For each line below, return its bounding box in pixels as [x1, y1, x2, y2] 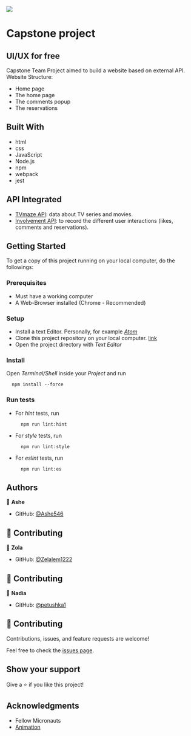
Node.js [15, 157, 35, 165]
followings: [6, 264, 34, 271]
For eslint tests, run [15, 454, 64, 462]
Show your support [6, 664, 81, 675]
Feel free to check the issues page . [6, 647, 94, 654]
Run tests [6, 395, 35, 404]
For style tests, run [15, 432, 62, 439]
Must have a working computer [15, 292, 93, 300]
